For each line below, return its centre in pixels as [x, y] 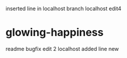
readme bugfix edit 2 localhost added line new [62, 49]
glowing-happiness [55, 33]
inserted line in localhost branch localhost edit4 [63, 9]
